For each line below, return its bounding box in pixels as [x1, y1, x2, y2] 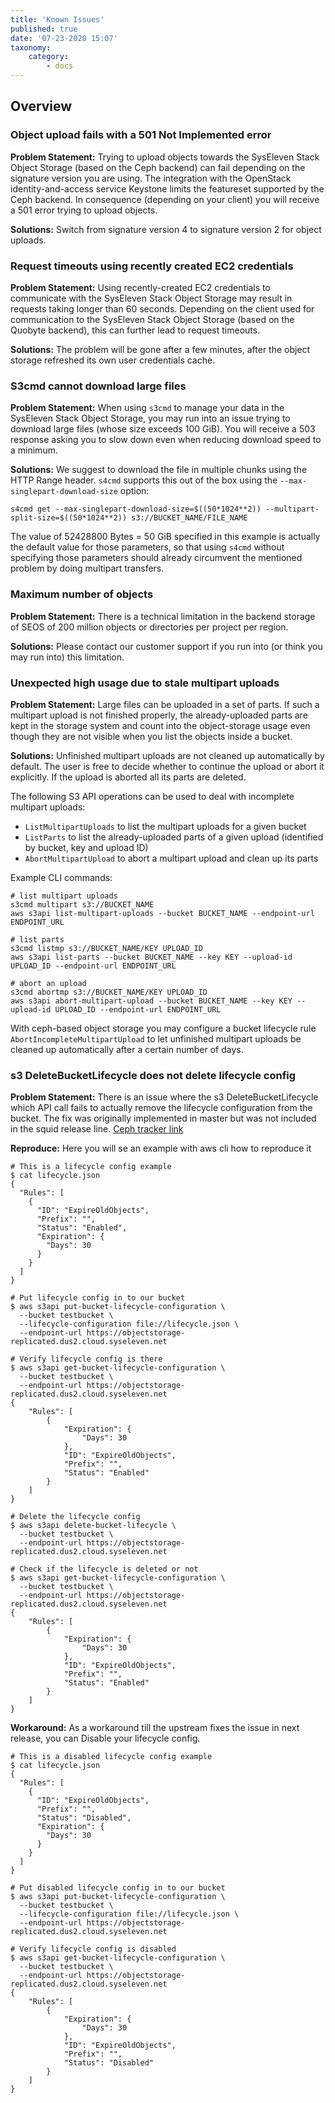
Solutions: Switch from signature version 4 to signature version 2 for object [10, 223, 322, 235]
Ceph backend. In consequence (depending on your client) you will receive [10, 193, 320, 205]
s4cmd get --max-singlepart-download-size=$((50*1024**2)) [10, 504, 262, 515]
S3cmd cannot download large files [10, 379, 187, 393]
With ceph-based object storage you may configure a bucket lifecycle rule [10, 1022, 317, 1034]
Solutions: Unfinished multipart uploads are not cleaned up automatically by [10, 749, 325, 761]
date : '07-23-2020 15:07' [10, 33, 118, 43]
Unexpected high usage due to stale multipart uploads [10, 676, 280, 690]
